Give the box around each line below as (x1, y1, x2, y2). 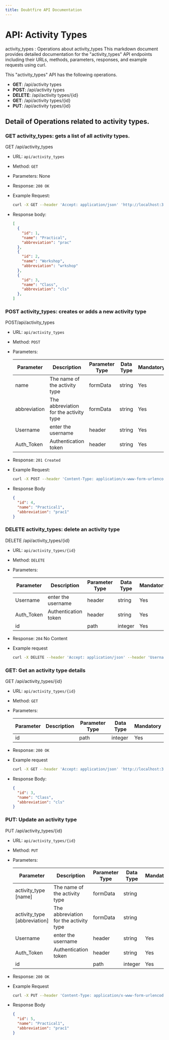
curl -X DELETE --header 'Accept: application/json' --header (12, 655, 146, 660)
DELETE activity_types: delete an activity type (5, 526, 120, 533)
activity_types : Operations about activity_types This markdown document (5, 46, 158, 52)
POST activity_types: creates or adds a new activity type (5, 308, 147, 315)
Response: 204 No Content (12, 635, 68, 641)
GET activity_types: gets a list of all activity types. (5, 132, 130, 139)
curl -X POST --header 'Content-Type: (12, 476, 94, 481)
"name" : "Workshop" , (22, 259, 65, 264)
